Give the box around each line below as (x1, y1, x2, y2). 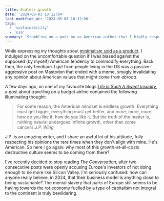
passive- (134, 63, 152, 69)
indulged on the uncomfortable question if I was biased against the (5, 53, 140, 59)
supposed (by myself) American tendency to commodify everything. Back (5, 58, 154, 64)
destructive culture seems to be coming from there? (5, 149, 110, 155)
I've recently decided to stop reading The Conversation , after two (5, 159, 137, 165)
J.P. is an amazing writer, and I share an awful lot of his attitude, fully (5, 133, 143, 140)
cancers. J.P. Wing (17, 124, 54, 130)
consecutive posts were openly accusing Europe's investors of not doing (5, 164, 152, 170)
